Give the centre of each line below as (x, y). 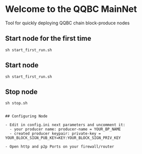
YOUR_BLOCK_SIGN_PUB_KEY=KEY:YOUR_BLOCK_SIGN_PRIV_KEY (63, 138)
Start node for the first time (48, 38)
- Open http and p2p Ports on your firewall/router (60, 147)
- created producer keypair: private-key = (55, 134)
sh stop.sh (16, 103)
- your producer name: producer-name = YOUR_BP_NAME (65, 129)
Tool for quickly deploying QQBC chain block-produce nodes (68, 23)
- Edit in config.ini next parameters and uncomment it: (65, 125)
